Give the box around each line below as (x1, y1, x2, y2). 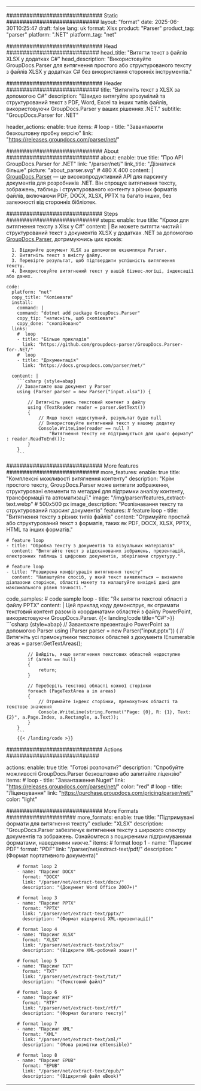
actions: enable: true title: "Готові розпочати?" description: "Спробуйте (6, 764, 184, 771)
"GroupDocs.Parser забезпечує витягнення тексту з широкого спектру (6, 827, 186, 833)
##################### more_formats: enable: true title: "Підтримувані (6, 813, 194, 821)
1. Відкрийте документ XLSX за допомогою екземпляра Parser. (11, 247, 167, 253)
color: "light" (6, 795, 38, 803)
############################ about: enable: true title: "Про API (6, 154, 184, 161)
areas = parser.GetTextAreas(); (6, 640, 83, 647)
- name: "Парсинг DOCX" (17, 869, 77, 875)
